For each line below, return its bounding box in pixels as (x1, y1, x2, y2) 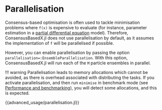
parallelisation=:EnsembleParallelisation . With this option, (5, 55, 128, 60)
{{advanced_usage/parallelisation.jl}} (5, 99, 80, 105)
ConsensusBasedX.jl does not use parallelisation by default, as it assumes (5, 35, 154, 41)
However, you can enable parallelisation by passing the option (5, 50, 130, 55)
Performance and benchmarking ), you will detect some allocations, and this (5, 85, 157, 91)
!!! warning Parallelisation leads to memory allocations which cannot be (5, 69, 148, 75)
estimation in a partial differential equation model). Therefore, (5, 30, 128, 36)
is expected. (5, 90, 30, 96)
